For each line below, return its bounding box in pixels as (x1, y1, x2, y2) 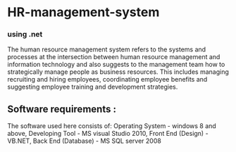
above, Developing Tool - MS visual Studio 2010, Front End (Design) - (7, 129, 209, 138)
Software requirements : (7, 103, 116, 115)
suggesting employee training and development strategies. (7, 82, 178, 91)
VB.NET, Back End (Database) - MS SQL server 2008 (7, 137, 162, 145)
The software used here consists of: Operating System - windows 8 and (7, 122, 216, 130)
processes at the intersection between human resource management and (7, 53, 221, 61)
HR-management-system (7, 4, 160, 20)
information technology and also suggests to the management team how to (7, 61, 225, 69)
